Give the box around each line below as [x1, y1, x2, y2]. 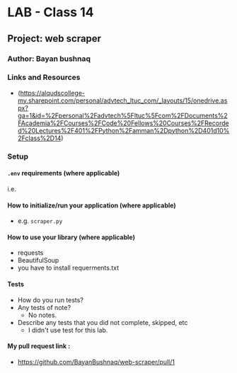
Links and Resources [7, 72, 81, 82]
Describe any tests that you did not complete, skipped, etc [17, 318, 188, 326]
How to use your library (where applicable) [7, 233, 136, 241]
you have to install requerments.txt [17, 263, 120, 272]
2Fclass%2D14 [17, 134, 62, 142]
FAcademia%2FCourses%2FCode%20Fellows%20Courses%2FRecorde [17, 118, 229, 127]
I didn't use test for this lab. [28, 326, 108, 334]
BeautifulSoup [17, 256, 59, 265]
